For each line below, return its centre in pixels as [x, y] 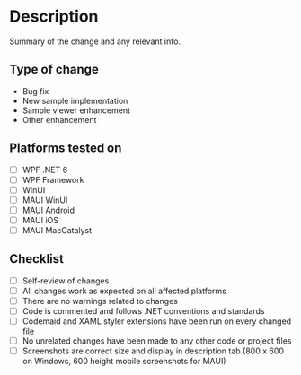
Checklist [37, 259]
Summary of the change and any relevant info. [95, 41]
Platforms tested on [66, 148]
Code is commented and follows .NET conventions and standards [143, 311]
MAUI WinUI [45, 200]
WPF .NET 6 [45, 170]
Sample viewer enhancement [76, 110]
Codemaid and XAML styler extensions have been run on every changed [157, 321]
